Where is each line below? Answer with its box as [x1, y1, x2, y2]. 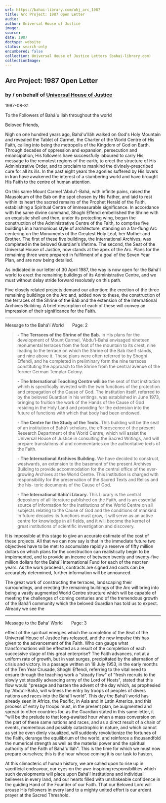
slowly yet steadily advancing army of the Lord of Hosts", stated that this [5, 677, 153, 683]
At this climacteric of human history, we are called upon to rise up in [5, 760, 144, 766]
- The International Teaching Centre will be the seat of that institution [17, 378, 161, 384]
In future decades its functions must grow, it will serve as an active [17, 512, 153, 519]
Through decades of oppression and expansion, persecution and [5, 147, 137, 153]
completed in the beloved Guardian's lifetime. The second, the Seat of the [5, 241, 156, 247]
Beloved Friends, [5, 122, 40, 128]
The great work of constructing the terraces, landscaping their [5, 579, 132, 585]
